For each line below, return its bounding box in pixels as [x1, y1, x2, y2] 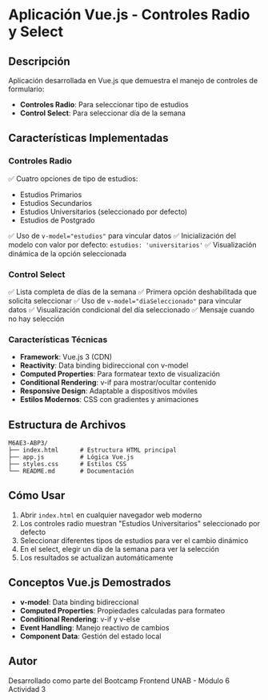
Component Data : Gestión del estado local [19, 631, 162, 641]
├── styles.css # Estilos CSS [8, 461, 127, 469]
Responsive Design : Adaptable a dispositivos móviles [19, 386, 198, 396]
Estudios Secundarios [19, 198, 92, 207]
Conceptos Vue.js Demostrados [8, 576, 171, 589]
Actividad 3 [8, 684, 46, 694]
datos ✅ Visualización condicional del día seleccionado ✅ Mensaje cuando [8, 304, 254, 314]
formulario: [8, 84, 45, 94]
